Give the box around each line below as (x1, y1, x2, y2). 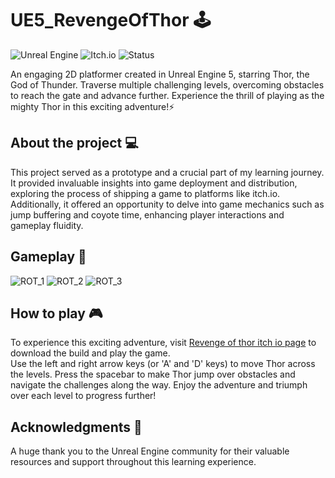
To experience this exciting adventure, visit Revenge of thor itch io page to (10, 337, 317, 349)
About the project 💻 (10, 135, 139, 152)
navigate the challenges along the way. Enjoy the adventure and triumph (10, 379, 308, 391)
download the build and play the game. (10, 347, 171, 359)
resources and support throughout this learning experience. (10, 456, 257, 468)
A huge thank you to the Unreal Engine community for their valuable (10, 445, 290, 457)
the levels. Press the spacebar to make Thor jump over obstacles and (10, 368, 296, 381)
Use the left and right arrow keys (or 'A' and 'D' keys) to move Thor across (10, 358, 316, 370)
